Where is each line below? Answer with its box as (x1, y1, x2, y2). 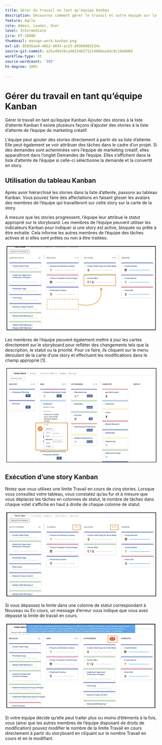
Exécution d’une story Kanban (5, 473, 98, 481)
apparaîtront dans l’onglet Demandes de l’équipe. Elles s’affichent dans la (5, 152, 151, 158)
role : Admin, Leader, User (5, 23, 59, 28)
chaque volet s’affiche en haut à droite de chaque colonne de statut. (5, 501, 141, 507)
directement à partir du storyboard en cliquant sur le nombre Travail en (5, 730, 147, 736)
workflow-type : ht (5, 54, 42, 59)
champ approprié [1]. (5, 357, 47, 363)
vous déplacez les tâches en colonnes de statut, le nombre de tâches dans (5, 496, 154, 502)
